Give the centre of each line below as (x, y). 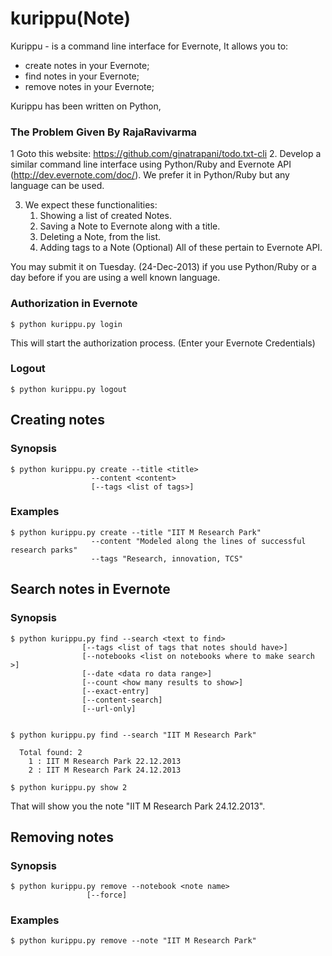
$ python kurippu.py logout (69, 389)
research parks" (44, 550)
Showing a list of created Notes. (105, 216)
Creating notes (57, 420)
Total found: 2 (51, 752)
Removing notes (62, 837)
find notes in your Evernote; (82, 76)
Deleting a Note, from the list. (100, 237)
